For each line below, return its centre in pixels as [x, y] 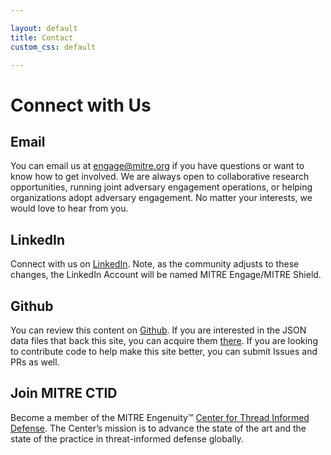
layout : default [44, 28]
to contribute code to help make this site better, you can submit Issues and [164, 351]
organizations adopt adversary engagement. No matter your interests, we [161, 198]
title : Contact [42, 37]
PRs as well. [35, 362]
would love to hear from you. [69, 208]
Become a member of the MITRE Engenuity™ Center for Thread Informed [160, 417]
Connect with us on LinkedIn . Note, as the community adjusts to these [155, 264]
